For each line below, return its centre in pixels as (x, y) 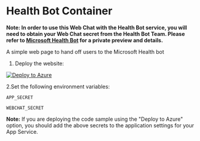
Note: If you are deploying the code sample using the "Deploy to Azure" (95, 119)
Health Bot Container (59, 11)
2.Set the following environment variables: (58, 86)
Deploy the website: (39, 63)
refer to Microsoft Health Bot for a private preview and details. (84, 40)
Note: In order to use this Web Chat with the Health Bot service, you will (97, 27)
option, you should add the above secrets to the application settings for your (100, 125)
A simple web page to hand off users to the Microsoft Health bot (85, 51)
